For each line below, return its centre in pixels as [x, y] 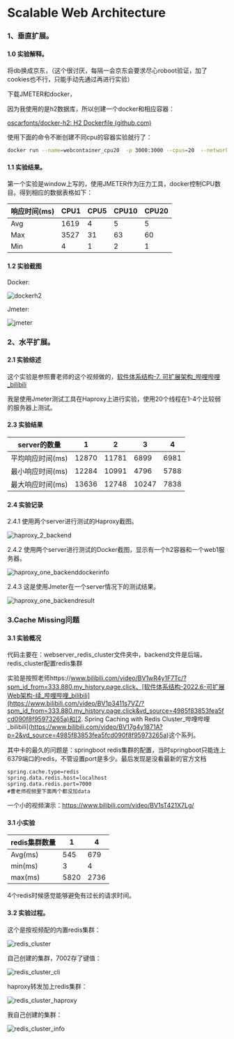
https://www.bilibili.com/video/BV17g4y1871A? [97, 727]
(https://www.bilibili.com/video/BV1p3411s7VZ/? [76, 703]
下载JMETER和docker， [42, 94]
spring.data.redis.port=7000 [49, 784]
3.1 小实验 [21, 822]
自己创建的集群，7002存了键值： [54, 958]
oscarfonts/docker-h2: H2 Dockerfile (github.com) [79, 123]
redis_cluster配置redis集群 [45, 663]
